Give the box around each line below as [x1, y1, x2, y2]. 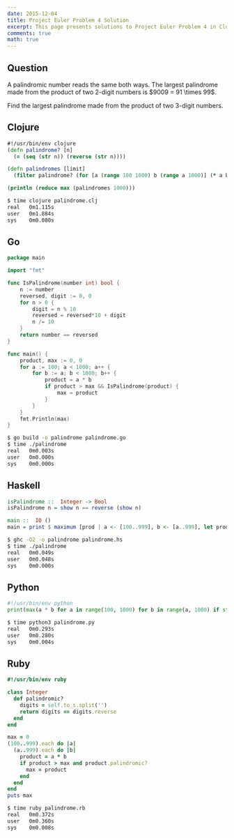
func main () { [7, 350, 49, 358]
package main [7, 254, 45, 261]
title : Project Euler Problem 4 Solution [7, 17, 130, 24]
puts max [7, 792, 33, 799]
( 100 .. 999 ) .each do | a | [7, 740, 77, 747]
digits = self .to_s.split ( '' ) [19, 701, 108, 708]
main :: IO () [7, 517, 52, 524]
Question [7, 62, 48, 74]
